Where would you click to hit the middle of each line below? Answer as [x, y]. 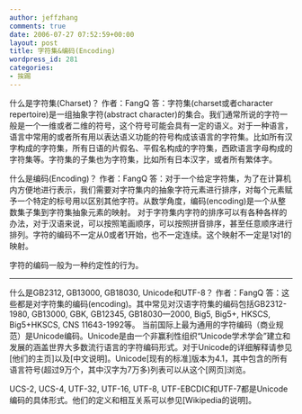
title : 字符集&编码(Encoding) [62, 51]
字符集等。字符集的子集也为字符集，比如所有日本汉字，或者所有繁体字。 [143, 159]
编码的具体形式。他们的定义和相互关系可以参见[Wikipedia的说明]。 [133, 400]
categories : [31, 68]
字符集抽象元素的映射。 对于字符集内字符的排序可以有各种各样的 [168, 211]
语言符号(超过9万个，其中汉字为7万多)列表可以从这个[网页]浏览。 [130, 369]
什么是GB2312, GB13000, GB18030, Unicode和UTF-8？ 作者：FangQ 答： [146, 292]
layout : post [34, 43]
